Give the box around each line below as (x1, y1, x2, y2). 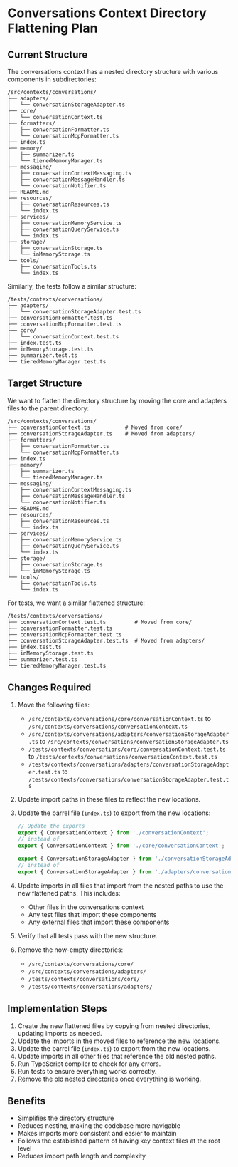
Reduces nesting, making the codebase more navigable (17, 1121, 181, 1130)
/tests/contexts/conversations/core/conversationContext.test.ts (28, 746, 226, 753)
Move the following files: (17, 700, 90, 709)
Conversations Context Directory (7, 5, 207, 21)
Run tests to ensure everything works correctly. (17, 1067, 157, 1075)
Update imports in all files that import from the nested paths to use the (17, 881, 224, 890)
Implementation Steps (7, 1002, 108, 1015)
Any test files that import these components (28, 910, 157, 918)
